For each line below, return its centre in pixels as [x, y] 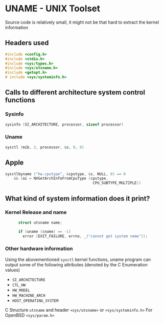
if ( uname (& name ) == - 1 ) [44, 231]
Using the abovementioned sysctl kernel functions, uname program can [78, 259]
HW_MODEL [21, 290]
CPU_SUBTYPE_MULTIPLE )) [117, 183]
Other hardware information [39, 249]
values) [12, 270]
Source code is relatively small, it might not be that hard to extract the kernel [82, 22]
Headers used [27, 43]
